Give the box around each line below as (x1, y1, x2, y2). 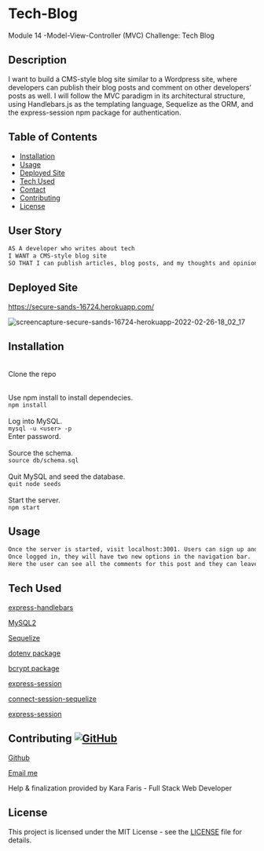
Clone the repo (8, 369, 57, 378)
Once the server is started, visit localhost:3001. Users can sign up (8, 546, 244, 553)
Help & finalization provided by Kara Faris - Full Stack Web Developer (8, 783, 233, 793)
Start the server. (8, 495, 60, 505)
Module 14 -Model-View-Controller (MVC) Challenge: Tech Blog (8, 31, 214, 40)
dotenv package (8, 648, 61, 658)
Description (8, 53, 67, 67)
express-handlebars (8, 602, 74, 612)
